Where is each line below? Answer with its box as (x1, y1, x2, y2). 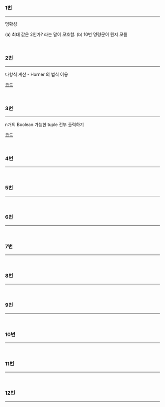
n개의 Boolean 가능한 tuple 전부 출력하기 (5, 122, 84, 127)
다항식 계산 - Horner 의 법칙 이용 (5, 71, 68, 77)
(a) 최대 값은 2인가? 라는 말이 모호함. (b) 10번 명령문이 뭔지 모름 (5, 31, 128, 37)
